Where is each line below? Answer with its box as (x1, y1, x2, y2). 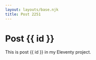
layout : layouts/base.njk (5, 7, 58, 12)
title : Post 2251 (5, 12, 41, 17)
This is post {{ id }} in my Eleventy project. (5, 49, 92, 55)
